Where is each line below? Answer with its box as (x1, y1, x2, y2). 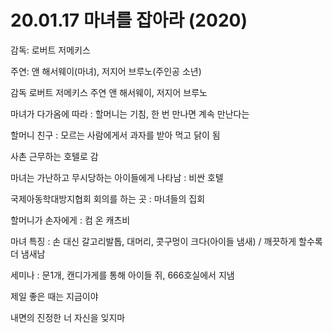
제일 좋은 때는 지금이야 (10, 290, 99, 302)
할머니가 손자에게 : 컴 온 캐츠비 (10, 214, 131, 226)
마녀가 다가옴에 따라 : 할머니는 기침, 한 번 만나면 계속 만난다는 (10, 107, 250, 120)
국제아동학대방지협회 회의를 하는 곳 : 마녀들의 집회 (10, 192, 206, 205)
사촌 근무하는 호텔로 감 (10, 150, 99, 162)
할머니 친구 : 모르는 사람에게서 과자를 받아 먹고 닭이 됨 (10, 129, 221, 141)
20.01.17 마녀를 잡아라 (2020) (10, 9, 248, 32)
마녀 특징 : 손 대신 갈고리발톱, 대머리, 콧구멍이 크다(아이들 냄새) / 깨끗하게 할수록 (10, 235, 323, 247)
